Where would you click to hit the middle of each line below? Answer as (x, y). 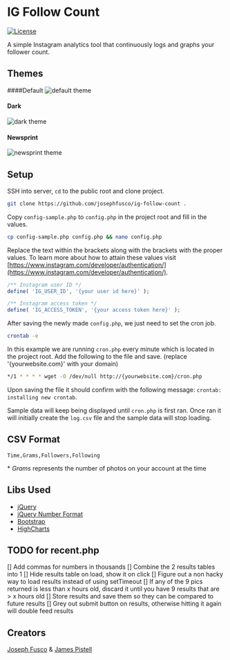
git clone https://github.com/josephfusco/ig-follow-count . (97, 204)
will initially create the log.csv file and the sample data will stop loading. (109, 417)
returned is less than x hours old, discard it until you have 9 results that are (113, 589)
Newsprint (22, 137)
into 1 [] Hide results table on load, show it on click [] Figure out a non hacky (115, 574)
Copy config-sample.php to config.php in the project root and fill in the (107, 217)
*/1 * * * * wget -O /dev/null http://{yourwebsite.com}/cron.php (105, 377)
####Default (25, 90)
